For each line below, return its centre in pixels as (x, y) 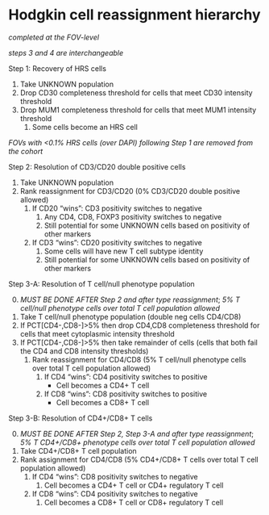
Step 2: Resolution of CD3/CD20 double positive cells (97, 166)
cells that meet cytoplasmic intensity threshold (97, 333)
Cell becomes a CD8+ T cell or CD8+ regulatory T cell (134, 502)
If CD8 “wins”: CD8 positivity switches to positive (126, 394)
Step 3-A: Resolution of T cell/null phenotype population (101, 283)
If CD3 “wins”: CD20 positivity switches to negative (117, 242)
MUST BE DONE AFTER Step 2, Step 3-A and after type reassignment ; (137, 433)
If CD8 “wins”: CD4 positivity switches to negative (115, 493)
